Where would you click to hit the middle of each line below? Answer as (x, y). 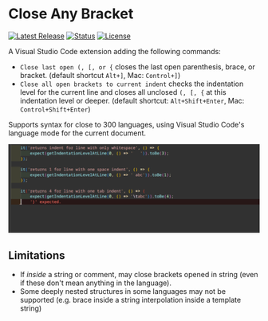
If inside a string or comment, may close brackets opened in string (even (139, 274)
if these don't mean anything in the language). (95, 283)
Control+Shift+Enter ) (55, 109)
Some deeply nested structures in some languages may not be (122, 291)
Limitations (37, 255)
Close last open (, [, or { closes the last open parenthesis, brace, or (137, 67)
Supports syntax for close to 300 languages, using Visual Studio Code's (126, 124)
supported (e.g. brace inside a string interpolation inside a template (130, 299)
